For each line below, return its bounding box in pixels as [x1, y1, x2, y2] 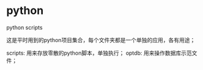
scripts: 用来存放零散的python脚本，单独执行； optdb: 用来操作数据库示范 [6, 49, 192, 57]
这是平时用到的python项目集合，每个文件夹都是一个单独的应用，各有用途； [6, 36, 196, 43]
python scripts [6, 24, 43, 31]
